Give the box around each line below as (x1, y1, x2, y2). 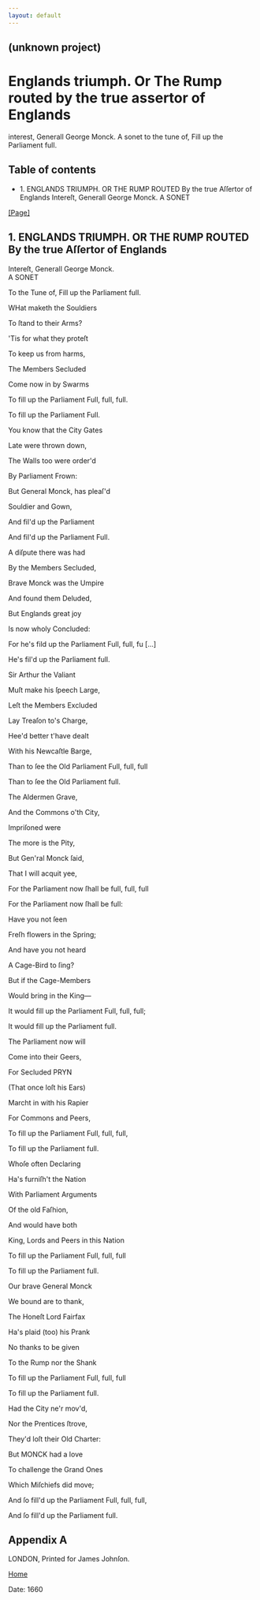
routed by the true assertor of (8, 89, 206, 107)
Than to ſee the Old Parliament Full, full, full (8, 761, 148, 771)
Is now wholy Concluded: (8, 624, 91, 634)
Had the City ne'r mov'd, (8, 1404, 88, 1413)
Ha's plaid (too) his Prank (8, 1327, 91, 1336)
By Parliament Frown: (8, 471, 77, 480)
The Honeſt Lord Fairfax (8, 1311, 86, 1321)
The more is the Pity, (8, 838, 76, 847)
